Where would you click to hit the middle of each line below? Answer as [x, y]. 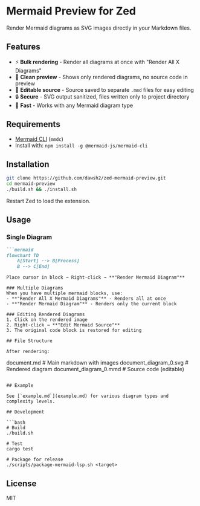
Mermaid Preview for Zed [71, 11]
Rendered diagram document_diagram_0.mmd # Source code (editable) [95, 369]
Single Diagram [29, 237]
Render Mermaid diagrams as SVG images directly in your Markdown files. [99, 28]
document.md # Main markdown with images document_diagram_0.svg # [98, 363]
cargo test [20, 449]
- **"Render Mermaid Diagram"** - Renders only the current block [92, 304]
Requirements [33, 124]
